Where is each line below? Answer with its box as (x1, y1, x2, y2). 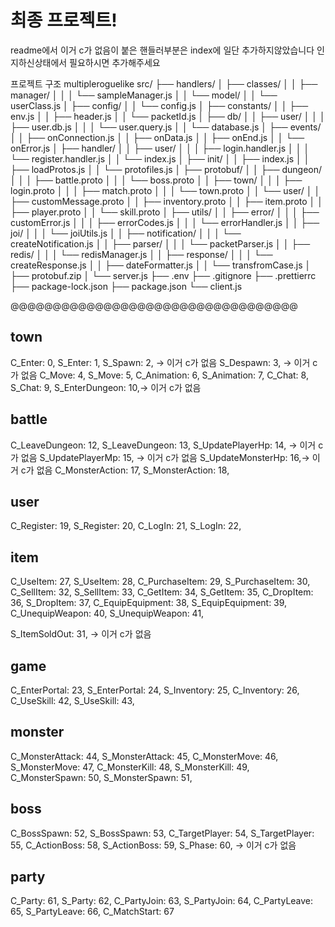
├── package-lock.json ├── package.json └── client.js (10, 280, 243, 292)
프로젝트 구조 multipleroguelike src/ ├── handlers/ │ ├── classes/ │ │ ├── (10, 77, 318, 90)
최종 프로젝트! (10, 9, 118, 32)
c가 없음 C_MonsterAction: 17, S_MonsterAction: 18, (20, 464, 230, 476)
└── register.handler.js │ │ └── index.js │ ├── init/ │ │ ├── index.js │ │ (10, 152, 310, 165)
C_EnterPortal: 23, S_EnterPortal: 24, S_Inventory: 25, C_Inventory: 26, (10, 684, 300, 696)
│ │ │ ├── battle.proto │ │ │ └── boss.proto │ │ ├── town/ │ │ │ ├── (10, 174, 303, 186)
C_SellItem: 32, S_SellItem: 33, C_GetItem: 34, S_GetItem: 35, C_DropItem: (10, 586, 314, 598)
